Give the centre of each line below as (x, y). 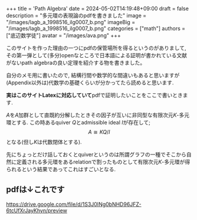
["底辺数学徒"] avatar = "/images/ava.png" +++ (63, 35)
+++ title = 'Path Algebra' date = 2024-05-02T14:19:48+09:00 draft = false (97, 9)
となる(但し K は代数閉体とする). (44, 142)
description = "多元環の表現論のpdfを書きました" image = (76, 15)
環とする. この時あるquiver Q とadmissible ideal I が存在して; (78, 122)
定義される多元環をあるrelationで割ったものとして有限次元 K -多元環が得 (103, 162)
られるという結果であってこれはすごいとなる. (61, 169)
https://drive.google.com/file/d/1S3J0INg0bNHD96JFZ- (74, 204)
